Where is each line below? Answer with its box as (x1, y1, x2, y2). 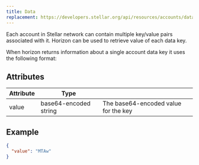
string (40, 107, 57, 115)
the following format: (6, 55, 57, 62)
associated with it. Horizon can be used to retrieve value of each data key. (6, 37, 187, 44)
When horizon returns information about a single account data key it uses (6, 48, 185, 55)
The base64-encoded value (102, 99, 182, 107)
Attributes (6, 72, 44, 82)
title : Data (6, 8, 36, 15)
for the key (102, 107, 133, 115)
